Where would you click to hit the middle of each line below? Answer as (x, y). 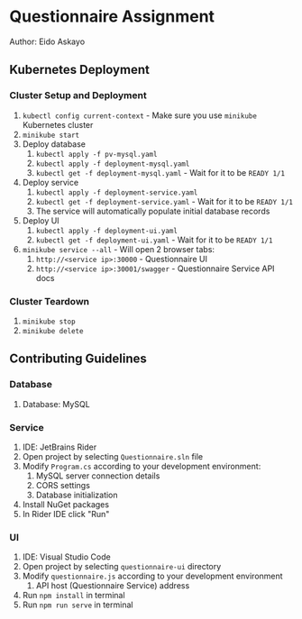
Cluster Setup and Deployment (78, 96)
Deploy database (54, 144)
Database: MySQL (56, 404)
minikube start (51, 135)
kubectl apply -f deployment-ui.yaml (107, 231)
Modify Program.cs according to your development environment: (142, 466)
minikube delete (53, 331)
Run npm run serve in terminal (78, 605)
